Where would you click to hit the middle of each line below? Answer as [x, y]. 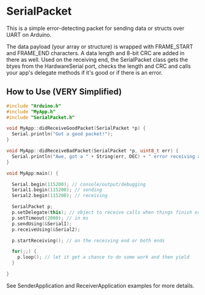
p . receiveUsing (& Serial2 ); [46, 230]
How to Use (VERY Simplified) [64, 92]
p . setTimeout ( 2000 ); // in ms [50, 218]
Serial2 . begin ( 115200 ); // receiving [60, 196]
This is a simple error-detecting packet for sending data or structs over [95, 28]
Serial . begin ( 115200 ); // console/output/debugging [79, 184]
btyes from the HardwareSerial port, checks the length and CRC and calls [99, 66]
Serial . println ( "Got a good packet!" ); [63, 134]
